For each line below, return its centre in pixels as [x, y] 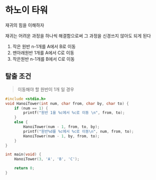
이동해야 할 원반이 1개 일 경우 [46, 89]
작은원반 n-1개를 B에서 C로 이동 [44, 59]
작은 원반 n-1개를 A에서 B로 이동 [44, 46]
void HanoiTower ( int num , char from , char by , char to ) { [67, 103]
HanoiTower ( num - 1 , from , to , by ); [61, 127]
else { [21, 122]
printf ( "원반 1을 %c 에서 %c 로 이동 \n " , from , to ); [74, 113]
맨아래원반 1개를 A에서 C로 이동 [43, 53]
